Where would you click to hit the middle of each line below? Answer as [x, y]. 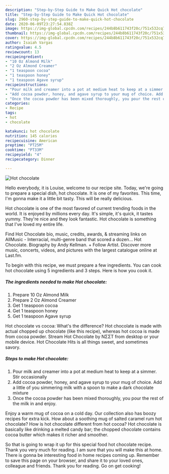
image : [12, 29]
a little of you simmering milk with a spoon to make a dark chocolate [83, 387]
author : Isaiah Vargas [29, 43]
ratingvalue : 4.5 [23, 47]
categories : [18, 104]
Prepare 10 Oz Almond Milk [41, 294]
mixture [20, 392]
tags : [11, 113]
